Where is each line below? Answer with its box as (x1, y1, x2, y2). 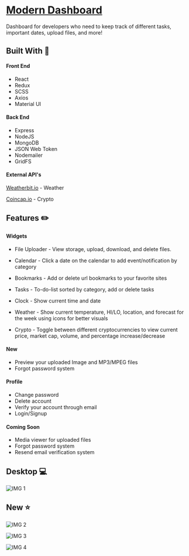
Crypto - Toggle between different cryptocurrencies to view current (14, 326, 178, 333)
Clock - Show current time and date (14, 297, 101, 304)
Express (14, 126, 35, 133)
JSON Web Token (14, 145, 57, 152)
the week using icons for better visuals (14, 314, 108, 322)
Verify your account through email (14, 403, 97, 410)
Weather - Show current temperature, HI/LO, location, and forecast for (14, 308, 184, 315)
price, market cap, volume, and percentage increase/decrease (14, 332, 166, 339)
